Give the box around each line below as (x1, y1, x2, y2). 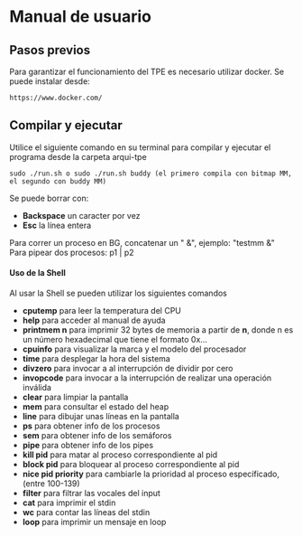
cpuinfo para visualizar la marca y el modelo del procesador (22, 343, 247, 354)
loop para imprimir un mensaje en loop (22, 517, 167, 528)
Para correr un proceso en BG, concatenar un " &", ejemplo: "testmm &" (9, 237, 275, 248)
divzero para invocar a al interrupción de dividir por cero (22, 363, 233, 374)
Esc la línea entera (22, 220, 92, 230)
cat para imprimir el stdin (22, 497, 116, 508)
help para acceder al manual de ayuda (22, 315, 166, 326)
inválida (22, 382, 52, 393)
